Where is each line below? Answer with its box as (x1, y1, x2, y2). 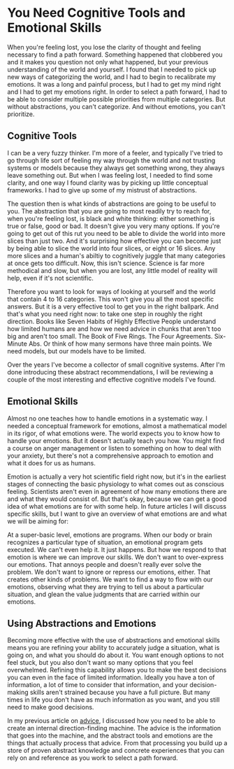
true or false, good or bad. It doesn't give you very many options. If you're (7, 222, 220, 230)
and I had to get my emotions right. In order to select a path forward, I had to (7, 87, 228, 96)
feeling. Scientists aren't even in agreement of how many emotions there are (7, 487, 227, 495)
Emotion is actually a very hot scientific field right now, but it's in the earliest (7, 472, 226, 481)
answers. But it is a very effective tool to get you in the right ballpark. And (7, 302, 219, 311)
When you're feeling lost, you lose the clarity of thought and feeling (7, 43, 201, 51)
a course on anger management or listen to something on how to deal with (7, 444, 221, 452)
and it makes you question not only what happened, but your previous (7, 57, 209, 66)
